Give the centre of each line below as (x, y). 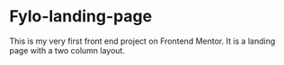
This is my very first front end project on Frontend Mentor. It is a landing (142, 41)
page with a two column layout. (67, 50)
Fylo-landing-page (81, 16)
